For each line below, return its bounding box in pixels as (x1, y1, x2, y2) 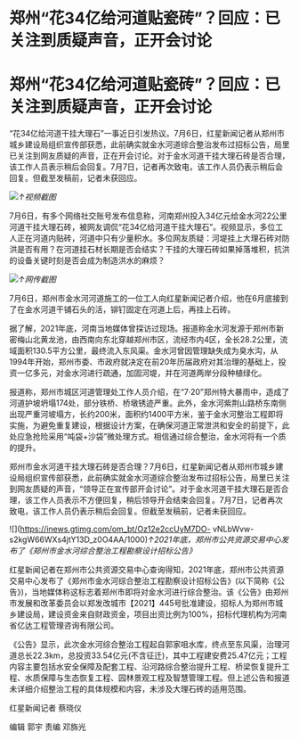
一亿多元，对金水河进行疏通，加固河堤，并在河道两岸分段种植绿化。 (16, 367, 267, 379)
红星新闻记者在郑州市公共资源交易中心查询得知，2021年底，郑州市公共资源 (9, 564, 285, 575)
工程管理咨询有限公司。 (32, 621, 118, 631)
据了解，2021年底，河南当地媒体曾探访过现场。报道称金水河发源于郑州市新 (9, 323, 285, 334)
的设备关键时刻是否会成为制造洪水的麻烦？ (9, 255, 166, 266)
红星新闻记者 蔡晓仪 (9, 703, 82, 713)
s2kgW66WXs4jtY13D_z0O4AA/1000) (9, 534, 149, 545)
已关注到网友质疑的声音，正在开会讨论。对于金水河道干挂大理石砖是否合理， (9, 151, 290, 161)
